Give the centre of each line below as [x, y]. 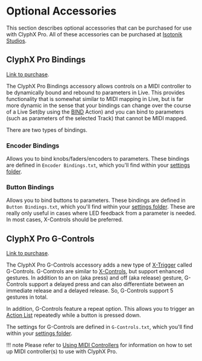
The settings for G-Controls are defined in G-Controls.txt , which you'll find [100, 327]
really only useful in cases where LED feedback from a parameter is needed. [101, 213]
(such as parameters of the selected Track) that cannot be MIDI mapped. [97, 118]
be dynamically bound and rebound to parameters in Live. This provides [96, 93]
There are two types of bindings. [47, 130]
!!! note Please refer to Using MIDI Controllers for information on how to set [99, 345]
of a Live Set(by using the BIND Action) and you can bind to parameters [95, 112]
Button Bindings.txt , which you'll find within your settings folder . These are [101, 207]
